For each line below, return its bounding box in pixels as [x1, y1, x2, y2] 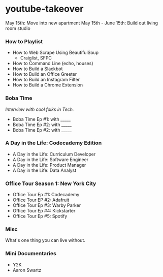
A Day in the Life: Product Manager [12, 162, 86, 168]
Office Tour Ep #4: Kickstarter [12, 208, 76, 214]
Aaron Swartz [12, 267, 42, 273]
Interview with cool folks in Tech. [5, 106, 74, 112]
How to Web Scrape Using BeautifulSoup [12, 49, 99, 56]
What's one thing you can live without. [5, 237, 85, 243]
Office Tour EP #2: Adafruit [12, 197, 70, 203]
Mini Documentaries [5, 250, 57, 257]
